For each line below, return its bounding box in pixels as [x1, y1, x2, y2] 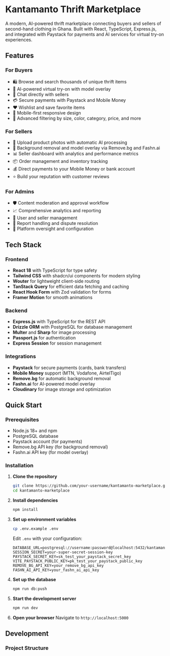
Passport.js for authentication [12, 335, 76, 341]
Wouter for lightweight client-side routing [12, 278, 100, 284]
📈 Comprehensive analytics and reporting [12, 208, 101, 214]
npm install [12, 507, 38, 512]
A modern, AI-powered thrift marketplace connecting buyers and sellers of [5, 20, 161, 26]
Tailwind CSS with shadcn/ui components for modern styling [12, 272, 141, 278]
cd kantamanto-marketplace [12, 488, 70, 493]
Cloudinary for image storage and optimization [12, 386, 112, 392]
